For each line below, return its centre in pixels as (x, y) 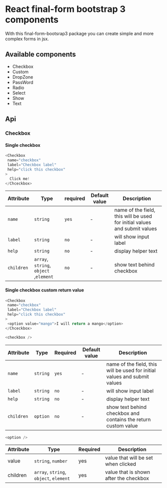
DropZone (23, 77)
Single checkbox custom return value (45, 290)
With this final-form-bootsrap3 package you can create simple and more (80, 33)
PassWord (23, 82)
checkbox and (123, 413)
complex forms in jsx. (27, 39)
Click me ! (20, 179)
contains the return (128, 419)
